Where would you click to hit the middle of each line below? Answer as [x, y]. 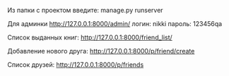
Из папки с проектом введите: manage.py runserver [86, 10]
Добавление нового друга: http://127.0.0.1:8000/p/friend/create [101, 51]
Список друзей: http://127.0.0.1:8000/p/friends [76, 65]
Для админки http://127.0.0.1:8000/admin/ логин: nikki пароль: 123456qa [115, 24]
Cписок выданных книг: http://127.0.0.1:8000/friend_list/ [90, 37]
